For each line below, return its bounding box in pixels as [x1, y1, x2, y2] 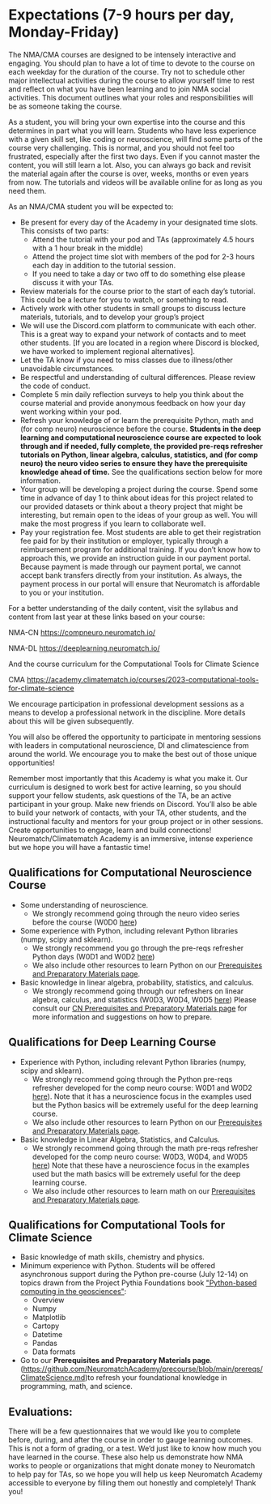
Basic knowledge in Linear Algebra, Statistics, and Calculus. [19, 1134, 220, 1144]
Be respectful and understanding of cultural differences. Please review [19, 372, 256, 382]
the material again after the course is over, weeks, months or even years [8, 169, 249, 178]
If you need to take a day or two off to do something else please [32, 269, 246, 279]
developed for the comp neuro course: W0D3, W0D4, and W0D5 [32, 1151, 248, 1161]
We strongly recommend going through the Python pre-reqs [32, 1074, 233, 1083]
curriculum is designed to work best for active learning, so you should [8, 782, 242, 792]
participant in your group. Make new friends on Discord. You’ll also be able [8, 799, 257, 809]
